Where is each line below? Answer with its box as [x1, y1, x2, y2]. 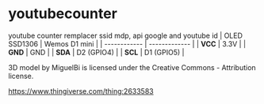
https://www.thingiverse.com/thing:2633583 [8, 86, 154, 95]
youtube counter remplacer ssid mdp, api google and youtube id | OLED [8, 31, 243, 40]
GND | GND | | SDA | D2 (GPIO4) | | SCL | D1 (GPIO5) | [8, 47, 185, 57]
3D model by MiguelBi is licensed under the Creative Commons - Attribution [8, 62, 256, 72]
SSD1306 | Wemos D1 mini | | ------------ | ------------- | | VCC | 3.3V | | [8, 39, 247, 48]
